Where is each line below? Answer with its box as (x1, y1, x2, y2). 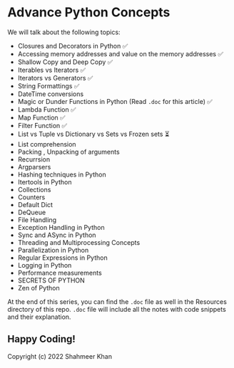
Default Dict (17, 200, 54, 209)
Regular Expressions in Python (17, 253, 108, 262)
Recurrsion (17, 154, 51, 164)
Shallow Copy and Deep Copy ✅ (17, 58, 113, 66)
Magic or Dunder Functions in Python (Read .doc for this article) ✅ (17, 97, 213, 105)
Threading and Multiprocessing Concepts (17, 238, 141, 246)
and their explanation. (7, 312, 71, 321)
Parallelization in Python (17, 246, 89, 254)
